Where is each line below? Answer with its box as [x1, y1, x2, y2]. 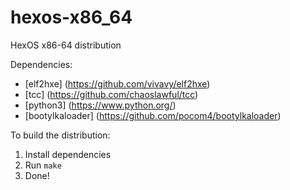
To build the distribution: [10, 129, 111, 141]
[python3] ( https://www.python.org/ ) [24, 99, 177, 111]
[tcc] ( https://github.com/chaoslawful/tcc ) [24, 88, 199, 100]
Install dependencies [24, 148, 112, 160]
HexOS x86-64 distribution [10, 39, 122, 51]
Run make [24, 159, 62, 171]
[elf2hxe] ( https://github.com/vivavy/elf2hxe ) [24, 77, 211, 90]
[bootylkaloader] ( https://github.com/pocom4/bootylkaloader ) [24, 109, 282, 121]
